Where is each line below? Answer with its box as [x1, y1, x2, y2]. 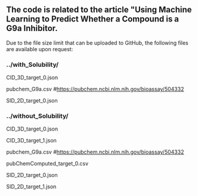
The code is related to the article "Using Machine [6, 5, 192, 15]
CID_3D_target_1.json [6, 137, 57, 144]
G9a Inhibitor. [6, 23, 58, 33]
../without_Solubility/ [6, 112, 69, 120]
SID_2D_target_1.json [6, 183, 57, 190]
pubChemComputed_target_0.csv [6, 160, 89, 167]
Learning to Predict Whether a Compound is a [6, 14, 180, 24]
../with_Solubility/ [6, 60, 59, 69]
